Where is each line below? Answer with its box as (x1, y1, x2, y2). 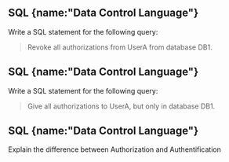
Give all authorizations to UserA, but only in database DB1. (27, 101, 216, 111)
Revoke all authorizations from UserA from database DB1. (27, 42, 213, 52)
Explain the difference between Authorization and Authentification (8, 145, 221, 154)
